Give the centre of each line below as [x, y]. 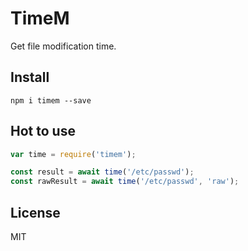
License [35, 212]
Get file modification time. [63, 46]
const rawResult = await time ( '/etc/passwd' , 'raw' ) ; [125, 182]
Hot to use [43, 131]
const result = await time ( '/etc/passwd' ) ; [102, 172]
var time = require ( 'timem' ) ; [73, 154]
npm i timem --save [51, 100]
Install [30, 77]
